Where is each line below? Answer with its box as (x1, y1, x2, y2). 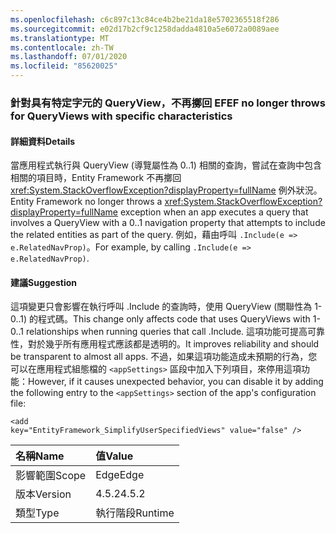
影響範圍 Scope (15, 469, 87, 483)
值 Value (95, 449, 134, 463)
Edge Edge (95, 468, 145, 482)
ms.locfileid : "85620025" (10, 61, 118, 71)
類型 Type (15, 506, 60, 520)
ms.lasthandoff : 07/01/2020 (10, 52, 128, 62)
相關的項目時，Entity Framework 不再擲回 (10, 172, 182, 184)
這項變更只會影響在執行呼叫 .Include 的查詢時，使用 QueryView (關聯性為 (10, 301, 313, 313)
